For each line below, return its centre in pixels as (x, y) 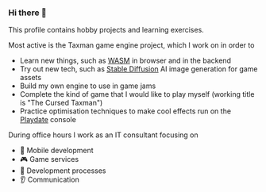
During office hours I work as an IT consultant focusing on (103, 135)
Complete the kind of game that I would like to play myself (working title (137, 94)
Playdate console (48, 120)
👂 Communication (49, 180)
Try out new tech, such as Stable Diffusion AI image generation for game (139, 69)
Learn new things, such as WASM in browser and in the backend (125, 61)
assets (31, 78)
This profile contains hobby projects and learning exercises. (106, 30)
